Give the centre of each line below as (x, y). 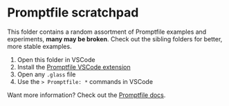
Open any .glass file (46, 74)
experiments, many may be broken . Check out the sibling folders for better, (115, 39)
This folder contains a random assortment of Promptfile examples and (107, 32)
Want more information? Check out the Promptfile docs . (86, 95)
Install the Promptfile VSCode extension (74, 67)
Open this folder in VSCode (56, 59)
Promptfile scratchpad (73, 13)
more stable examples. (39, 46)
